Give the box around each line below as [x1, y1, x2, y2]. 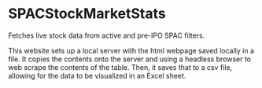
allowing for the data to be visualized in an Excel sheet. [8, 71, 186, 80]
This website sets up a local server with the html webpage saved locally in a [8, 46, 254, 55]
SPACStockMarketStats [8, 5, 167, 23]
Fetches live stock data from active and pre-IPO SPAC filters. [8, 31, 205, 40]
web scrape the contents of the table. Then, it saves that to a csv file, [8, 62, 233, 71]
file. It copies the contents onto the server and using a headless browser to [8, 54, 252, 64]
